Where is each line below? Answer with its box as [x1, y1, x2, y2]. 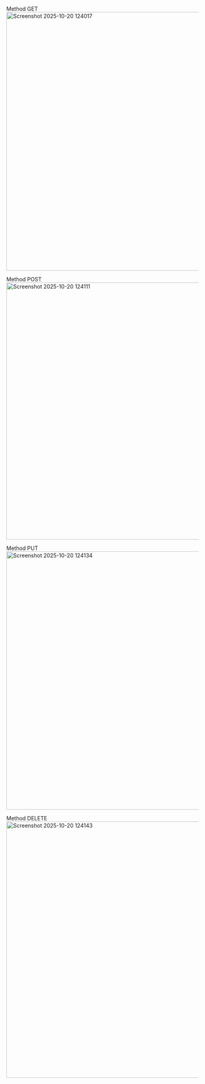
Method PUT [6, 544, 38, 552]
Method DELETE [6, 815, 48, 822]
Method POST [6, 276, 42, 283]
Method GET [6, 5, 38, 12]
